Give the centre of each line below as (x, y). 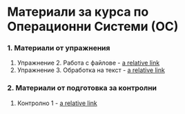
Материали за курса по (78, 12)
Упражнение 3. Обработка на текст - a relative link (91, 70)
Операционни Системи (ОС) (93, 26)
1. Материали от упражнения (59, 48)
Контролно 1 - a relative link (57, 103)
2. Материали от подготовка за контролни (82, 88)
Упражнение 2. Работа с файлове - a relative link (88, 63)
